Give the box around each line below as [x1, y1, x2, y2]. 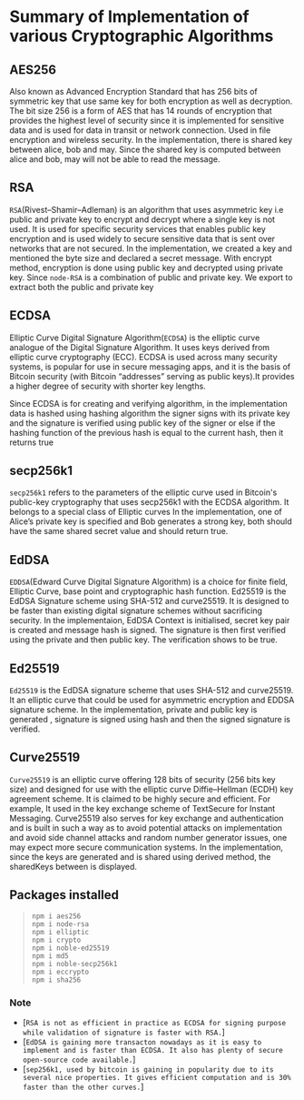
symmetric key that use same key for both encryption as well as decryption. [9, 96, 293, 106]
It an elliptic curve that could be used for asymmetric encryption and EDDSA [9, 694, 295, 706]
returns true [9, 437, 54, 448]
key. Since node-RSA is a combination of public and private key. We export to [9, 271, 293, 283]
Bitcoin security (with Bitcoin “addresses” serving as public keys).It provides [9, 370, 295, 381]
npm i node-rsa [31, 919, 90, 929]
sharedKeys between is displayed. [9, 861, 138, 872]
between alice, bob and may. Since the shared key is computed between [9, 144, 281, 155]
